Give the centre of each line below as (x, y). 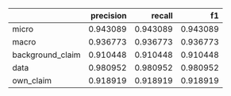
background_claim (46, 55)
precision (108, 15)
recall (162, 15)
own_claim (32, 81)
